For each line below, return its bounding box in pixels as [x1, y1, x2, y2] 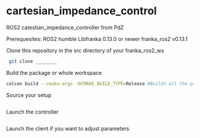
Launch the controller [6, 108, 59, 115]
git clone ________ [8, 58, 58, 64]
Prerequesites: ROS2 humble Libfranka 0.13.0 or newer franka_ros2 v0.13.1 [6, 35, 188, 42]
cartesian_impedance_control [6, 4, 157, 18]
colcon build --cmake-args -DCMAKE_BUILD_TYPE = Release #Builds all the [6, 80, 187, 87]
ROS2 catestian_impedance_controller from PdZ [6, 24, 124, 31]
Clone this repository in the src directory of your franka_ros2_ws [6, 46, 164, 54]
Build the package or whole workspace [6, 69, 102, 76]
